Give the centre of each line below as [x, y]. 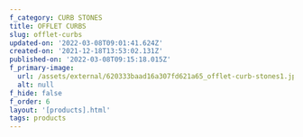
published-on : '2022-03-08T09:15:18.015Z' [90, 59]
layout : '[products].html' [60, 110]
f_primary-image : [42, 68]
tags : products [38, 118]
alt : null [36, 85]
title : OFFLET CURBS [48, 26]
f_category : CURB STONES [56, 18]
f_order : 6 [30, 101]
